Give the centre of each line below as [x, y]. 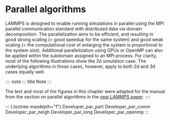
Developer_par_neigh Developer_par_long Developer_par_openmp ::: [77, 112]
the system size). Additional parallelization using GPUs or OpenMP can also [84, 50]
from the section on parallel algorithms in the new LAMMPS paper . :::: [78, 97]
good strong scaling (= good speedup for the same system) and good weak [84, 39]
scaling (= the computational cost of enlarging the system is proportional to [84, 45]
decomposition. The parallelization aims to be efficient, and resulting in [79, 34]
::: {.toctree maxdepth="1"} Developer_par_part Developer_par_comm [78, 106]
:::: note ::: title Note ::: [28, 82]
